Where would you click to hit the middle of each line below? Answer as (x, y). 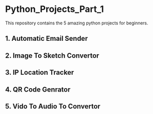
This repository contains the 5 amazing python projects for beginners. (77, 23)
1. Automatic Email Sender (46, 39)
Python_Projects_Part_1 (55, 9)
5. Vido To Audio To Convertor (53, 106)
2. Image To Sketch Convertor (52, 56)
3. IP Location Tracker (40, 72)
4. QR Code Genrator (38, 89)
